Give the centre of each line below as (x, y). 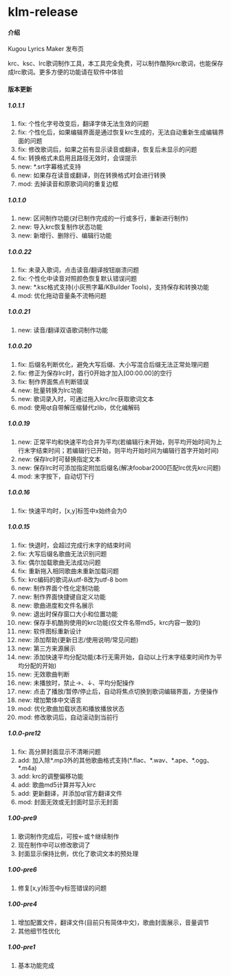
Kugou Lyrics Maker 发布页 (46, 49)
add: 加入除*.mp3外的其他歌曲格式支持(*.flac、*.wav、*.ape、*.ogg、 (115, 760)
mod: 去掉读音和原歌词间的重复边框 (68, 184)
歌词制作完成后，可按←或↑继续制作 (68, 836)
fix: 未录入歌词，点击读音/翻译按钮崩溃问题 (78, 270)
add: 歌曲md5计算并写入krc (57, 785)
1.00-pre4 (22, 904)
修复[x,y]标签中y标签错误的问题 (62, 888)
